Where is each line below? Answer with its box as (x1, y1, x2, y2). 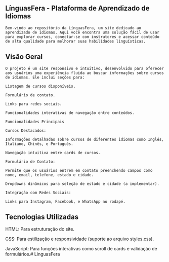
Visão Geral (5, 53, 43, 61)
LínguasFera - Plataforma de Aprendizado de (5, 4, 150, 13)
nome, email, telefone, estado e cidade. (5, 172, 94, 177)
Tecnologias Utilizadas (5, 213, 79, 221)
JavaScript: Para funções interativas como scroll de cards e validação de (5, 246, 158, 252)
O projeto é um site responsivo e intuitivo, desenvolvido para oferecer (5, 66, 164, 71)
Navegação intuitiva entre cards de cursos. (5, 150, 101, 155)
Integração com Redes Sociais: (5, 190, 71, 195)
